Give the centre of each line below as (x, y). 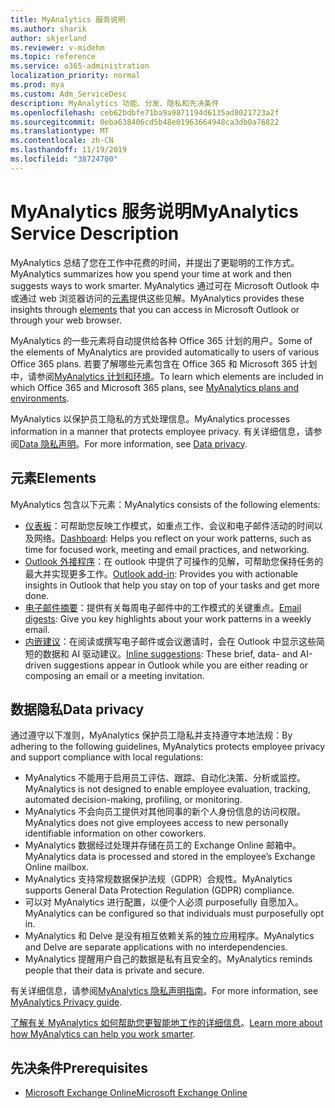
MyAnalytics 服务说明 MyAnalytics (154, 211)
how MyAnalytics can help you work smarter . (103, 1034)
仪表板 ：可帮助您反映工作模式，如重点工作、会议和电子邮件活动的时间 (169, 525)
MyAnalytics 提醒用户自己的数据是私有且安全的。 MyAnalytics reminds (168, 959)
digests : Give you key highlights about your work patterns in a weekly (168, 618)
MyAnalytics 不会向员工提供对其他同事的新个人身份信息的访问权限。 (165, 812)
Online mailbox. (57, 867)
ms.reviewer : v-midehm (57, 47)
